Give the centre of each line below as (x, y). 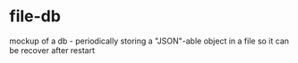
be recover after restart (52, 50)
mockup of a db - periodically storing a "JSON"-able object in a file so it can (149, 41)
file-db (35, 16)
